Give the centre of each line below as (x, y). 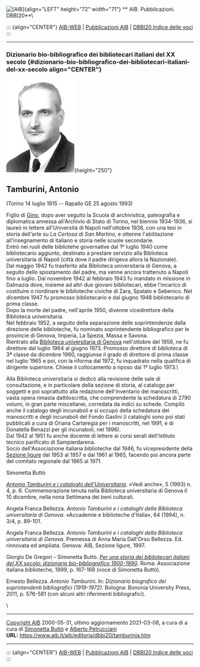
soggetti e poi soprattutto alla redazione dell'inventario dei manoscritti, (93, 391)
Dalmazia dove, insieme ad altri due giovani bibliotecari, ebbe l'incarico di (96, 285)
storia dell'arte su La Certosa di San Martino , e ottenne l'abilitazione (90, 234)
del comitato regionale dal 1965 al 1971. (54, 461)
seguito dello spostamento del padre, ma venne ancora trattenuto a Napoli (97, 272)
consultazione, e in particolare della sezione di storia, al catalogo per (90, 385)
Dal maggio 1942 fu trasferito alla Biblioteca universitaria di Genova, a (91, 266)
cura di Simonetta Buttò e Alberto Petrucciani (62, 629)
